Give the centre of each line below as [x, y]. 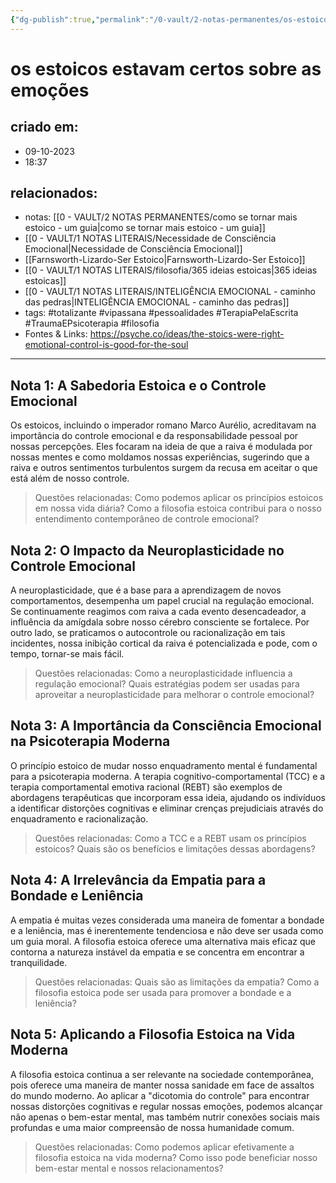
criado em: [44, 127]
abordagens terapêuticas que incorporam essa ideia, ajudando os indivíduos [168, 797]
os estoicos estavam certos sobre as [166, 68]
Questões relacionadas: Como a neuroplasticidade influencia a [163, 673]
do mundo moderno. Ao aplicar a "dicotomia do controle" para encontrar [160, 1095]
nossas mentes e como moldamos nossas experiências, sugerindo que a [160, 457]
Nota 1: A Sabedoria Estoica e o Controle [138, 385]
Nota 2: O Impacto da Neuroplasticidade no [147, 550]
